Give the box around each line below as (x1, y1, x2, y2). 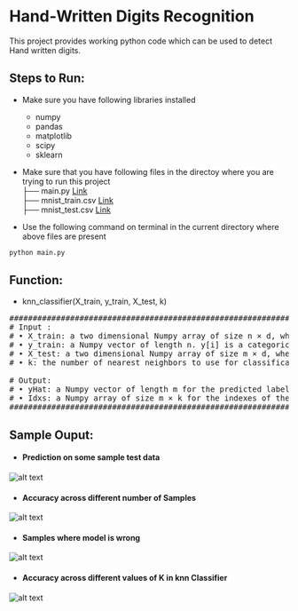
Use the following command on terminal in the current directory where (21, 221, 279, 232)
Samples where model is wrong (21, 532, 140, 543)
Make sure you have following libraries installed (21, 94, 196, 105)
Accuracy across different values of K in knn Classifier (21, 573, 228, 583)
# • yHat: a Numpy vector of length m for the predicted (9, 385, 263, 394)
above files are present (21, 231, 106, 242)
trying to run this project (21, 176, 111, 186)
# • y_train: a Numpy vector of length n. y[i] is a (9, 340, 244, 350)
